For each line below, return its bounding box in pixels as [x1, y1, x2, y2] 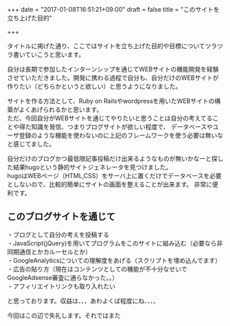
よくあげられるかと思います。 [19, 105, 103, 113]
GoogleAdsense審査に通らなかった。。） [7, 273, 119, 281]
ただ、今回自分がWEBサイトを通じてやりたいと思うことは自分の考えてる [7, 114, 213, 122]
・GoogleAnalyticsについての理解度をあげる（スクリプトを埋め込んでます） [7, 256, 222, 264]
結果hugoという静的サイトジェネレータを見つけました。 [12, 163, 172, 171]
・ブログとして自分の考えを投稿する [7, 230, 110, 239]
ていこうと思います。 [25, 50, 85, 58]
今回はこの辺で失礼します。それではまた [7, 311, 122, 319]
